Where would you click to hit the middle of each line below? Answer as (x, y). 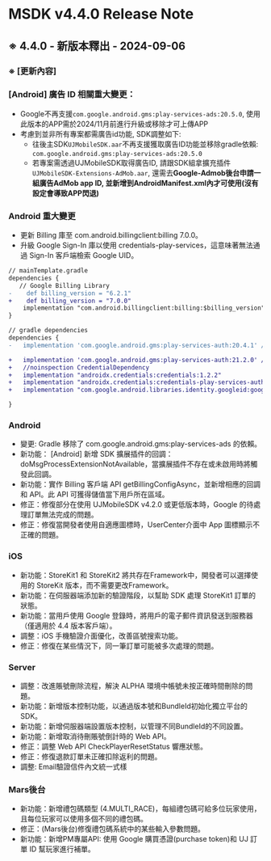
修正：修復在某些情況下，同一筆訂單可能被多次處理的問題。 (119, 646)
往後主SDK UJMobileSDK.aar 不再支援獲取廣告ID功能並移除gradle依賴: (145, 144)
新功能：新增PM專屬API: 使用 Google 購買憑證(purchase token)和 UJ (134, 839)
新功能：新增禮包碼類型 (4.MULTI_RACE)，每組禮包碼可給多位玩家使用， (140, 808)
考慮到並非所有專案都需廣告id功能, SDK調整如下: (100, 133)
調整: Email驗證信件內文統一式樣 (73, 766)
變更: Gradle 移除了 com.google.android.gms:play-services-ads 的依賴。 (141, 444)
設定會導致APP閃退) (65, 193)
